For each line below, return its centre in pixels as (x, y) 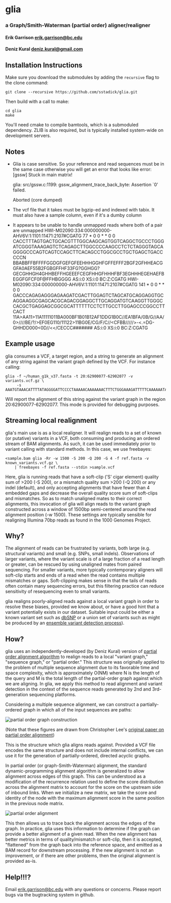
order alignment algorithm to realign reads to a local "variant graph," (77, 657)
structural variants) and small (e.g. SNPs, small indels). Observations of (80, 554)
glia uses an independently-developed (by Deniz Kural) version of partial (81, 651)
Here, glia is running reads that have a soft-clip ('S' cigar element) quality (82, 477)
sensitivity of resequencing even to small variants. (58, 591)
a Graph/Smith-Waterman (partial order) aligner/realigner (78, 25)
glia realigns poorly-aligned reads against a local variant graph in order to (82, 601)
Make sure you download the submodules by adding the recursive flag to (82, 77)
